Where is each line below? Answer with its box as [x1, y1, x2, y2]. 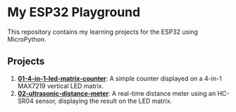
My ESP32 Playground [7, 4, 141, 20]
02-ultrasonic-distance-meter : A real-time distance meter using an [17, 89, 216, 97]
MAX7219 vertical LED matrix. [17, 82, 104, 90]
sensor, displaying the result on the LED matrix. [35, 97, 173, 105]
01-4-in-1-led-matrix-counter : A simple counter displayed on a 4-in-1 [17, 74, 222, 82]
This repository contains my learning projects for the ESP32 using [7, 27, 199, 36]
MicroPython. [7, 35, 47, 43]
